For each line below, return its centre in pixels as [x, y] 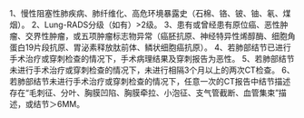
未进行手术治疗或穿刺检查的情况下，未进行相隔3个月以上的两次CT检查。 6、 [152, 70]
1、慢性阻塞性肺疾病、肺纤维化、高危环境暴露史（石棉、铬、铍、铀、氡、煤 [150, 13]
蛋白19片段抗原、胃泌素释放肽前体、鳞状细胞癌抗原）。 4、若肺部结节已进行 [151, 47]
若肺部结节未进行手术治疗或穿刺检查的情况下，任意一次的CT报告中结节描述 [150, 81]
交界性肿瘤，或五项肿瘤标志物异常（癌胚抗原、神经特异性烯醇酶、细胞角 [160, 36]
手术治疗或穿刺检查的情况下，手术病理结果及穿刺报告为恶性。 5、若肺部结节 [152, 59]
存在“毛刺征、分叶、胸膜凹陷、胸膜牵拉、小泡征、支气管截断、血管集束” [144, 93]
